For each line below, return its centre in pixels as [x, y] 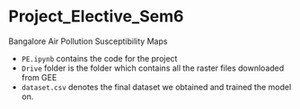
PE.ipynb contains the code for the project [99, 58]
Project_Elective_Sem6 [96, 17]
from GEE [39, 77]
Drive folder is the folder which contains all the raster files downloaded [153, 68]
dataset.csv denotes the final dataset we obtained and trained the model [156, 87]
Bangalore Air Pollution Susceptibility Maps [88, 41]
